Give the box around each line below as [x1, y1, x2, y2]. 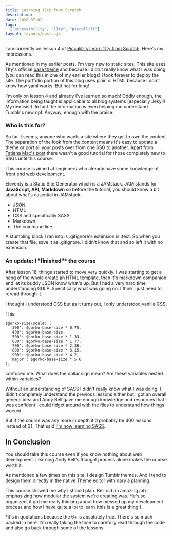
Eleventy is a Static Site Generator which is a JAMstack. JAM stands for [5, 181, 157, 187]
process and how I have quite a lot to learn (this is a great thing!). [5, 504, 143, 510]
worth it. [5, 462, 23, 468]
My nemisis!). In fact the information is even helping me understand [5, 104, 148, 109]
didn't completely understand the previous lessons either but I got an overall [5, 391, 167, 397]
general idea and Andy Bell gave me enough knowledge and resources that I [5, 396, 167, 402]
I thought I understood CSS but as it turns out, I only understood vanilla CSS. [5, 301, 167, 307]
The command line [12, 224, 52, 230]
